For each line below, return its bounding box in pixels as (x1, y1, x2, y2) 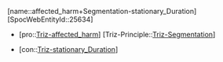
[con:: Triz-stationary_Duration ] (18, 45, 119, 53)
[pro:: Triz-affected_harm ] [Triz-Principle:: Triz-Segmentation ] (18, 30, 216, 39)
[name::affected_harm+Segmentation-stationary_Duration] (7, 7, 197, 15)
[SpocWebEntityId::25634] (7, 15, 93, 24)
